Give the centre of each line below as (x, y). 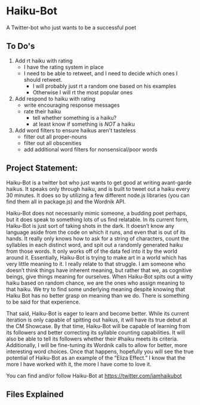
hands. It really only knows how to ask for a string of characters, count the (98, 238)
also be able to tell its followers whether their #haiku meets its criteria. (92, 339)
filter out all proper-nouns (55, 137)
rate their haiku (42, 111)
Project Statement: (42, 168)
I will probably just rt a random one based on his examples (104, 86)
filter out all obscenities (53, 143)
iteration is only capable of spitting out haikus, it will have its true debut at (97, 320)
